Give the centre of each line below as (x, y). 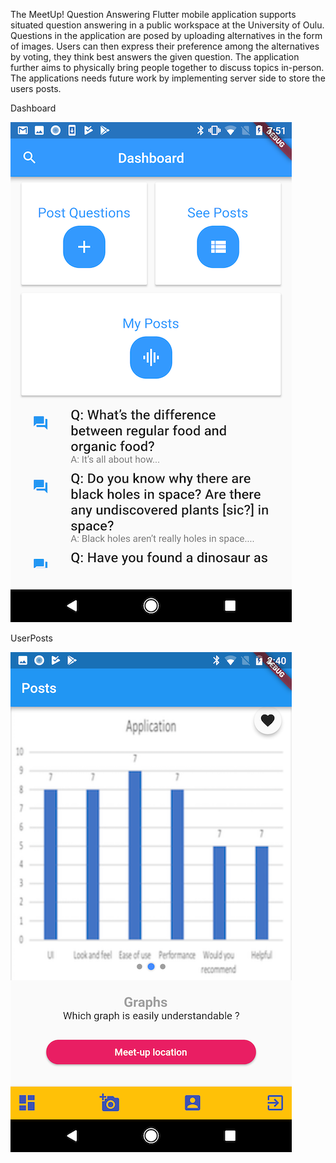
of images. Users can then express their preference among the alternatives (165, 46)
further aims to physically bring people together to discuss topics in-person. (167, 67)
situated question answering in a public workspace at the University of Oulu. (167, 25)
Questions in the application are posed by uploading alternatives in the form (166, 35)
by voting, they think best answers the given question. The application (155, 57)
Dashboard (33, 108)
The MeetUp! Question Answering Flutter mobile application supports (153, 14)
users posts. (36, 88)
